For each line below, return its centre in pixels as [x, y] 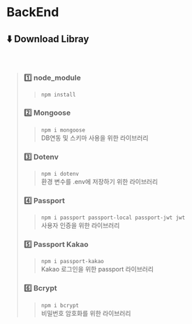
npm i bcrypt [60, 305]
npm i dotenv [60, 174]
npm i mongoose [63, 130]
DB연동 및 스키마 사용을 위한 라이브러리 [95, 138]
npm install [58, 95]
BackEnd [33, 12]
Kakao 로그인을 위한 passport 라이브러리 [97, 269]
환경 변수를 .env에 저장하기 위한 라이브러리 [99, 181]
